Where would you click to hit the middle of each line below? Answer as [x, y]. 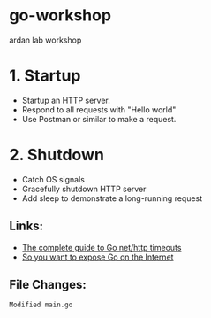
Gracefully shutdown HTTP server [84, 189]
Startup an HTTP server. [66, 100]
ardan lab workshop [45, 40]
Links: [26, 226]
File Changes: [48, 285]
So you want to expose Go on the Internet [98, 257]
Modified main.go [41, 305]
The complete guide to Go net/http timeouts [102, 247]
